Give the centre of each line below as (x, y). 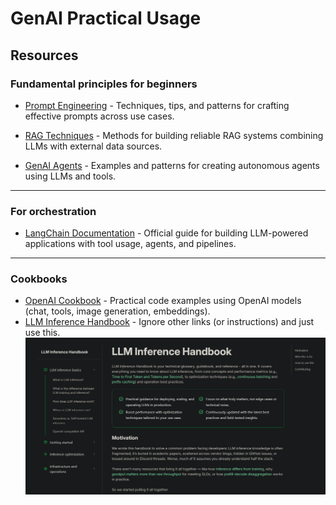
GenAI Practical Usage (106, 18)
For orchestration (53, 211)
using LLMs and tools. (70, 176)
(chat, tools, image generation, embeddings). (117, 311)
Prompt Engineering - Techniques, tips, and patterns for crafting (157, 105)
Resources (44, 55)
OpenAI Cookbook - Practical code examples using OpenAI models (163, 301)
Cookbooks (39, 279)
